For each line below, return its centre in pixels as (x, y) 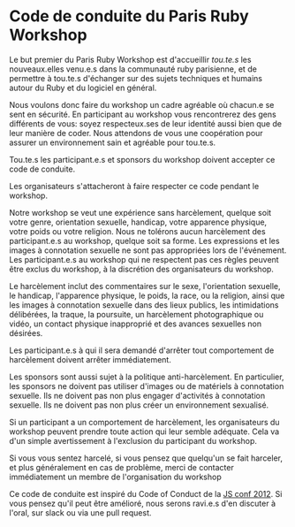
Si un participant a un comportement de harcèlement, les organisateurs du (144, 422)
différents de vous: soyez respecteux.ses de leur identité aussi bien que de (146, 123)
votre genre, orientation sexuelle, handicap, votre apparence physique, (138, 222)
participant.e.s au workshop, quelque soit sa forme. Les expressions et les (144, 241)
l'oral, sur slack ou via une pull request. (80, 512)
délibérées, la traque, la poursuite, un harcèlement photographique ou (136, 314)
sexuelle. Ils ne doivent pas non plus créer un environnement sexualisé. (139, 405)
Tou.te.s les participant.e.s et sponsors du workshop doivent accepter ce (142, 159)
